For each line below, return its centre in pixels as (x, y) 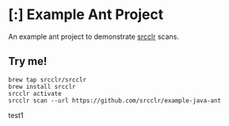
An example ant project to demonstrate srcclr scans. (94, 36)
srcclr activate (35, 94)
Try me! (28, 61)
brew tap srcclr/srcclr (48, 80)
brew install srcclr (42, 86)
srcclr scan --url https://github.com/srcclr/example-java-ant (115, 101)
